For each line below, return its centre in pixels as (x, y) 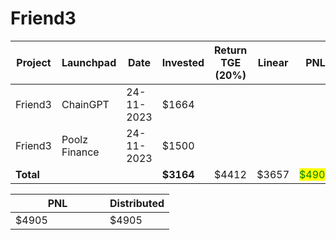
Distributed (137, 203)
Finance (80, 152)
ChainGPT (85, 104)
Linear (273, 62)
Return (231, 50)
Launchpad (89, 62)
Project (34, 62)
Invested (183, 62)
